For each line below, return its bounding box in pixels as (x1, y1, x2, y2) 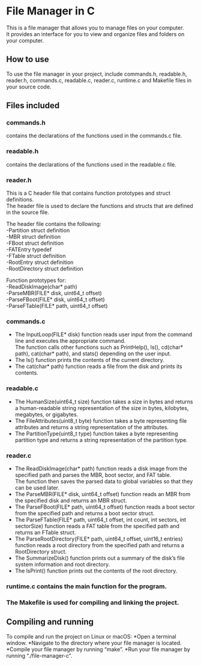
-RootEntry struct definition (6, 259, 74, 266)
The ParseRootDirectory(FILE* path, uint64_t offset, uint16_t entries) (14, 535, 183, 542)
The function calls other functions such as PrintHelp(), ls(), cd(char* (14, 344, 184, 351)
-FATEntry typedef (6, 246, 52, 253)
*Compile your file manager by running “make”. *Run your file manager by (6, 645, 191, 653)
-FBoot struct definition (6, 239, 64, 247)
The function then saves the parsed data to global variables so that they (14, 477, 193, 485)
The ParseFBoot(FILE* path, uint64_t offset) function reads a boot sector (14, 503, 195, 510)
